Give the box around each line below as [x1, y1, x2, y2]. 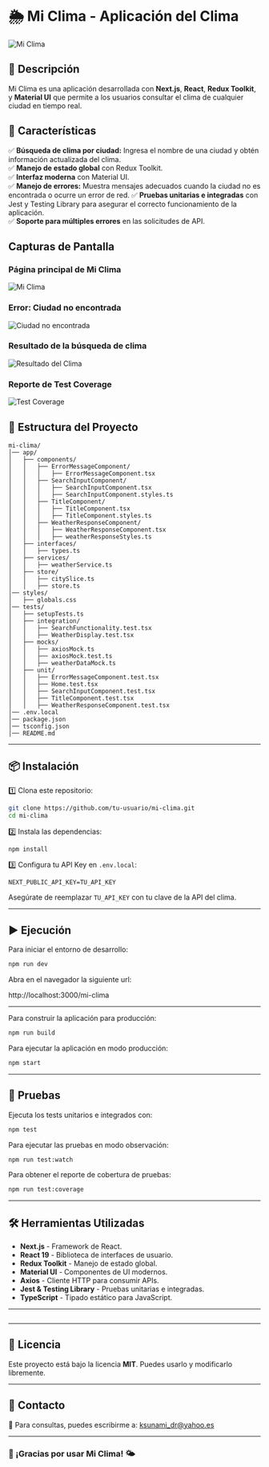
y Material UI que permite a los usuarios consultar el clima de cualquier [8, 92, 244, 102]
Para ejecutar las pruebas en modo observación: [8, 1140, 170, 1149]
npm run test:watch [8, 1156, 74, 1164]
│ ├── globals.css [8, 595, 78, 603]
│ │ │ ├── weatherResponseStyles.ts [8, 532, 152, 541]
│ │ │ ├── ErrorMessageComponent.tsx [8, 469, 156, 477]
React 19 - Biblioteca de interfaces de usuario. [19, 1250, 174, 1260]
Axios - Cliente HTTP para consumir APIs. [19, 1276, 159, 1286]
